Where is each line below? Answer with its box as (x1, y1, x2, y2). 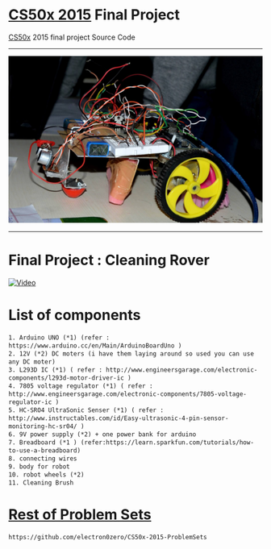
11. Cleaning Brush (8, 478, 74, 487)
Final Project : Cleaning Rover (8, 251, 210, 269)
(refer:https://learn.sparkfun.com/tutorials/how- (80, 438, 254, 447)
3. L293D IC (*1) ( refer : (8, 365, 103, 374)
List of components (8, 306, 141, 324)
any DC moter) (8, 357, 56, 366)
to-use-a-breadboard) (8, 446, 81, 455)
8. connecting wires (8, 454, 78, 463)
